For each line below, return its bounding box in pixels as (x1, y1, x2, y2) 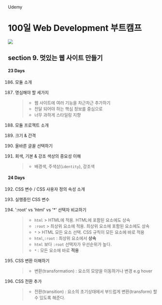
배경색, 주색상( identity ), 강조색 (34, 163, 95, 169)
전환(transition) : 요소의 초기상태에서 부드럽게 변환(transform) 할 (34, 289, 158, 294)
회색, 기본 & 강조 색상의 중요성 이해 (15, 153, 81, 159)
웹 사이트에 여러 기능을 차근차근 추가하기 (34, 99, 111, 106)
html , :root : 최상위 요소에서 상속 (34, 235, 96, 241)
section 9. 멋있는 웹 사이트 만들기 (8, 54, 103, 62)
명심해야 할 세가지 (15, 89, 49, 95)
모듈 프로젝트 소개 (15, 122, 49, 128)
